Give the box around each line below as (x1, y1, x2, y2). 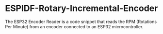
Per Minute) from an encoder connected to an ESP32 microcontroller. (5, 23, 144, 29)
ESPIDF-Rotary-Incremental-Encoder (5, 3, 158, 14)
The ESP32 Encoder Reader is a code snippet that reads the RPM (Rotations (5, 19, 157, 24)
